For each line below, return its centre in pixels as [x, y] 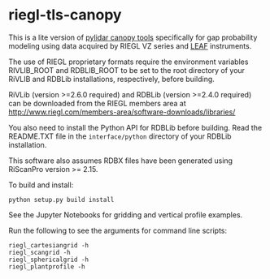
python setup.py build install [61, 200]
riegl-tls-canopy [65, 15]
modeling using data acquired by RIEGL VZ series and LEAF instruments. [130, 45]
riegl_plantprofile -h [47, 266]
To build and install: [41, 185]
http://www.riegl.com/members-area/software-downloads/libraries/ [122, 112]
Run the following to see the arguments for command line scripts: [118, 230]
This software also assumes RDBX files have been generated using [121, 161]
